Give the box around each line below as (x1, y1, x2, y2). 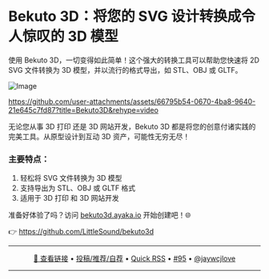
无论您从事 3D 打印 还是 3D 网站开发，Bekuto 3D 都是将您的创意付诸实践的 (8, 122, 256, 131)
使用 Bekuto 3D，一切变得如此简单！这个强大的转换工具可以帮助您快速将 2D (8, 55, 260, 65)
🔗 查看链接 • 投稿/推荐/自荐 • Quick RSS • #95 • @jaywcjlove (33, 253, 236, 264)
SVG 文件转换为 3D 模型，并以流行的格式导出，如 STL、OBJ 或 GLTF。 (8, 65, 243, 74)
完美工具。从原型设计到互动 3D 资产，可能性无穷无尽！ (8, 131, 191, 141)
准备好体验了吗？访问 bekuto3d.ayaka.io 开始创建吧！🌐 (8, 210, 191, 220)
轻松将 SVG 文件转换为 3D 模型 (19, 173, 122, 183)
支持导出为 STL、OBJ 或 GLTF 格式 (19, 183, 136, 193)
